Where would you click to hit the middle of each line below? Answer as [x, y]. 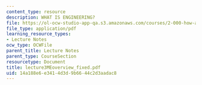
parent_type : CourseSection [41, 56]
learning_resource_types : [38, 34]
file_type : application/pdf [41, 28]
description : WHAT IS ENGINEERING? [51, 17]
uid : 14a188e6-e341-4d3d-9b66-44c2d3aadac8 [62, 73]
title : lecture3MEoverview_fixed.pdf [54, 67]
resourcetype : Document [36, 62]
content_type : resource [36, 12]
